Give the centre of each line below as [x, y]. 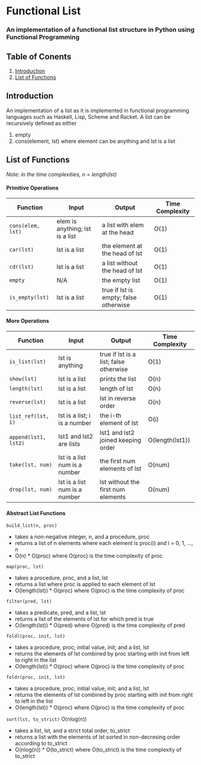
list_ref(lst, [29, 416]
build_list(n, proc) [32, 526]
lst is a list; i [74, 415]
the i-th [110, 415]
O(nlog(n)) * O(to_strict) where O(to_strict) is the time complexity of [98, 750]
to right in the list [36, 660]
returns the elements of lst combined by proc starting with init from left [102, 654]
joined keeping [121, 440]
